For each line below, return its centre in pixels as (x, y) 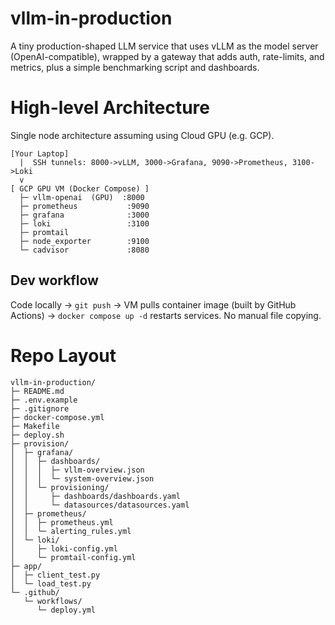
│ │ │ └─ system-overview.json (82, 478)
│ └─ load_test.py (51, 583)
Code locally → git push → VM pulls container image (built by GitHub (153, 304)
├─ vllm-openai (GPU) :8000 (82, 197)
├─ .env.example (44, 400)
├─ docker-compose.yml (57, 417)
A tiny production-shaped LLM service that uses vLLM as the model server (164, 46)
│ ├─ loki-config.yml (64, 548)
